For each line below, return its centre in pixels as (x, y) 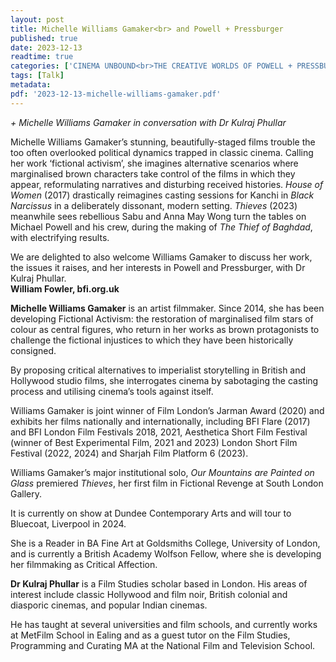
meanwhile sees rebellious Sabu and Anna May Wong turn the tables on (158, 216)
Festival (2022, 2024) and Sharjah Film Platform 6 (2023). (129, 453)
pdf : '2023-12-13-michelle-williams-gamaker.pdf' (116, 94)
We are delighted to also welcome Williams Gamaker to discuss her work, (161, 257)
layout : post (37, 19)
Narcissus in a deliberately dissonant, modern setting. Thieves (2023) (154, 205)
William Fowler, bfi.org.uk (65, 288)
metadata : (31, 85)
